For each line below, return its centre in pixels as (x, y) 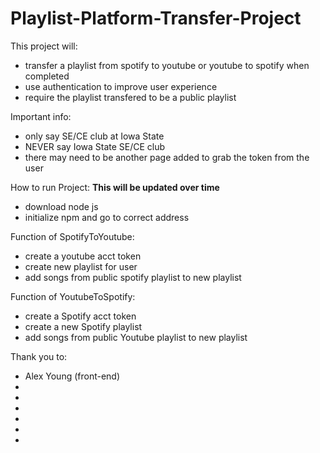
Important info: (41, 116)
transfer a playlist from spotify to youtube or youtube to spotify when (167, 65)
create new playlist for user (81, 266)
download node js (61, 206)
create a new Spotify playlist (83, 326)
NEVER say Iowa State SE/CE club (95, 146)
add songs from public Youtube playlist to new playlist (136, 337)
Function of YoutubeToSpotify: (73, 296)
